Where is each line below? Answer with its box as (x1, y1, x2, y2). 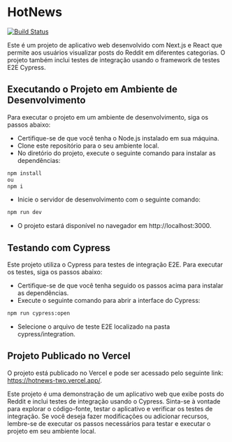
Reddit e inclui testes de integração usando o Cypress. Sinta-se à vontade (7, 397, 221, 406)
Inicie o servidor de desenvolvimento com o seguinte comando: (17, 195, 201, 204)
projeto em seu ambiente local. (7, 427, 96, 435)
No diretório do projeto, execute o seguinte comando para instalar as (17, 148, 216, 157)
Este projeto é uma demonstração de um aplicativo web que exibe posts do (7, 390, 224, 398)
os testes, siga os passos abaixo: (7, 268, 103, 276)
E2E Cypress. (7, 63, 46, 71)
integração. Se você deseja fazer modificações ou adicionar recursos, (7, 412, 210, 420)
